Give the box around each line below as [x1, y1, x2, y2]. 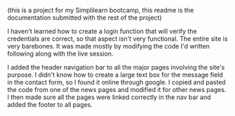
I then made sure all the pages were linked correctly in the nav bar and [7, 93, 212, 101]
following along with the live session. [7, 49, 114, 58]
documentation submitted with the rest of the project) [7, 13, 163, 22]
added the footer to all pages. [7, 101, 93, 108]
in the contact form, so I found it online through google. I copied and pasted [7, 78, 226, 86]
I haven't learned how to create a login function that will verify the [7, 27, 198, 35]
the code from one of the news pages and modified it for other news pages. [7, 86, 227, 94]
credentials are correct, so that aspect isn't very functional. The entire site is [7, 34, 228, 43]
